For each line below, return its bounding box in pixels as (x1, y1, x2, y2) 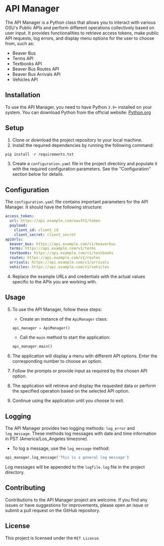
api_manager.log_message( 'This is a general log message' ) (5, 455, 129, 460)
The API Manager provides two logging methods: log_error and (5, 425, 135, 431)
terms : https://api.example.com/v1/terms (9, 246, 96, 251)
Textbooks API (12, 61, 42, 67)
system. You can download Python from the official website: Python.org (5, 109, 151, 115)
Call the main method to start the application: (19, 335, 111, 341)
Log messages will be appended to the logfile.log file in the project (5, 464, 145, 470)
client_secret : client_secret (14, 232, 77, 237)
